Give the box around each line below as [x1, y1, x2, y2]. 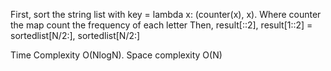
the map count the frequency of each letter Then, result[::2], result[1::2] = [10, 19, 313, 31]
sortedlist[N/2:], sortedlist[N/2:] [10, 30, 141, 41]
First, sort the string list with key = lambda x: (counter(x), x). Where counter [10, 9, 322, 20]
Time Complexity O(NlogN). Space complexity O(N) [10, 49, 223, 61]
